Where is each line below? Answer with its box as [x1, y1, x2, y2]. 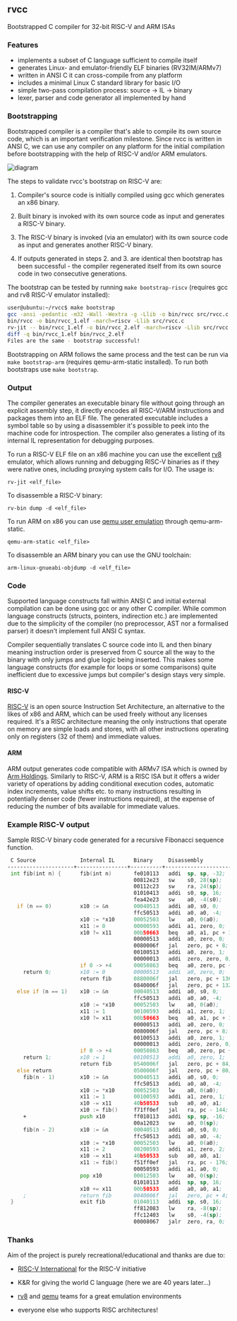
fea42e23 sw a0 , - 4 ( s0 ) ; [133, 896, 222, 903]
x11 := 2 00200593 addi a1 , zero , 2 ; [80, 1146, 226, 1153]
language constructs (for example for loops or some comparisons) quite [7, 663, 217, 671]
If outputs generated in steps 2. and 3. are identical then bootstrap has [17, 254, 223, 263]
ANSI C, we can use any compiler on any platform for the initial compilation [7, 142, 225, 151]
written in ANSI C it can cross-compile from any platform [17, 71, 183, 80]
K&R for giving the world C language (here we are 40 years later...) [17, 1279, 212, 1287]
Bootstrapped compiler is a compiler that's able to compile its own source [7, 127, 221, 136]
